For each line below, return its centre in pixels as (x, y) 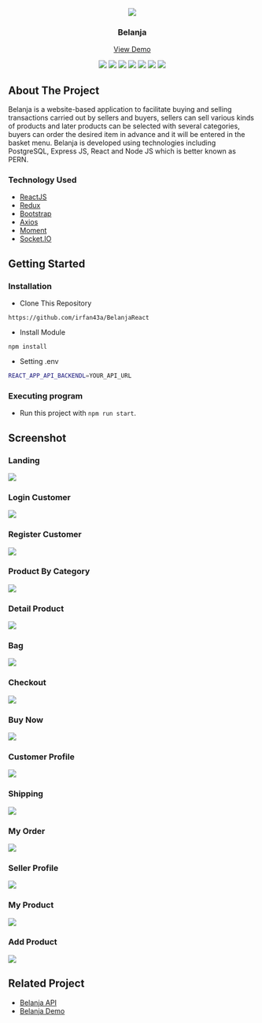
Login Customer (39, 497)
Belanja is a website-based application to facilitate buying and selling (120, 109)
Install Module (42, 332)
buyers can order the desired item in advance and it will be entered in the (127, 135)
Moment (33, 231)
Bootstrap (35, 214)
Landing (24, 460)
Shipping (26, 794)
